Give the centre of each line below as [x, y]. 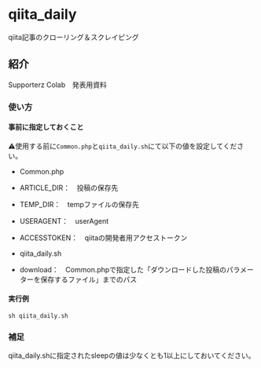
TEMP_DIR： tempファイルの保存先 [79, 204]
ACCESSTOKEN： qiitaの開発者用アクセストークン [103, 238]
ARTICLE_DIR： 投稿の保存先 [69, 188]
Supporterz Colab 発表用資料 [58, 85]
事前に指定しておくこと [46, 127]
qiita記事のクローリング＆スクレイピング [74, 37]
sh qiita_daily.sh [38, 316]
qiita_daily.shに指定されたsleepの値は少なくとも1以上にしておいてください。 [132, 355]
